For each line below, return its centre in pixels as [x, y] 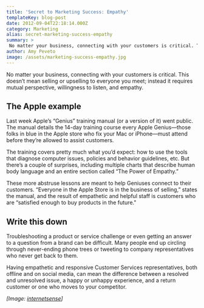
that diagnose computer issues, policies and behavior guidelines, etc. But [98, 159]
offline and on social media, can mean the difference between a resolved [97, 274]
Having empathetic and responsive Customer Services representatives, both [102, 267]
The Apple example [44, 107]
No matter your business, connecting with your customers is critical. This [98, 74]
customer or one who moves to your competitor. [66, 287]
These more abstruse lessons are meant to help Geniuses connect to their [99, 183]
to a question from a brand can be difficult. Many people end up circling [96, 243]
